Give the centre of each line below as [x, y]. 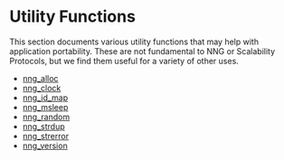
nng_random [46, 117]
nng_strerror [46, 136]
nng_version [45, 146]
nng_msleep [45, 107]
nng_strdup [43, 126]
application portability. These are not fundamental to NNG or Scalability [142, 51]
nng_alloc [40, 78]
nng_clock [42, 88]
